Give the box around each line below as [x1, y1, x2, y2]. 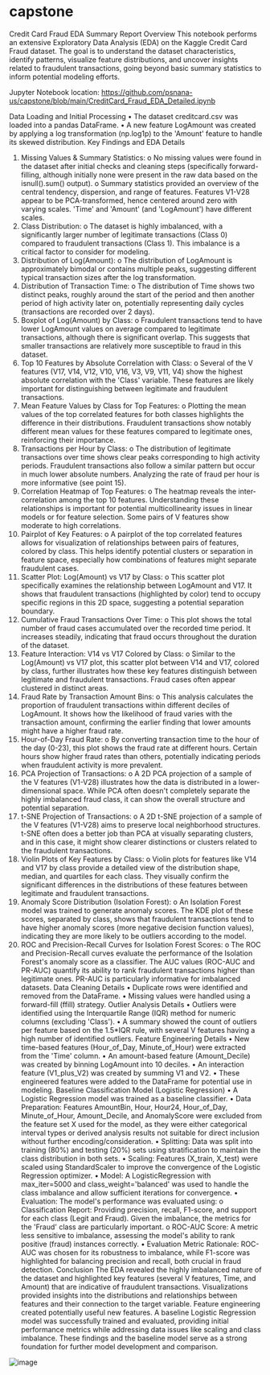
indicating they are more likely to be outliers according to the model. [20, 931, 247, 940]
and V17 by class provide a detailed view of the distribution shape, [20, 862, 240, 872]
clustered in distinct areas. [20, 683, 109, 692]
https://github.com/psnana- [100, 87, 193, 97]
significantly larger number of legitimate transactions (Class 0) [20, 229, 228, 239]
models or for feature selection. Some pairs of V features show [20, 512, 230, 522]
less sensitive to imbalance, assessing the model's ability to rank [20, 1230, 235, 1240]
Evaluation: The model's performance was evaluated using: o [20, 1196, 224, 1206]
